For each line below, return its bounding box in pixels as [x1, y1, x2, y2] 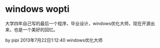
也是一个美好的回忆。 [13, 26, 58, 33]
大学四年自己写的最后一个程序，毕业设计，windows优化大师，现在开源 [5, 20, 151, 26]
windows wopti [5, 3, 70, 15]
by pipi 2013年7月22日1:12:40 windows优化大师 [5, 37, 103, 43]
